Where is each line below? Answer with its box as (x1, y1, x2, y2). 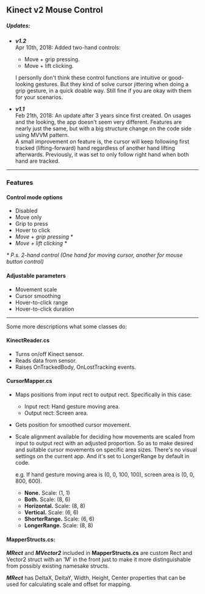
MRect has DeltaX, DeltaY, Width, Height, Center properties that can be (6, 574, 186, 582)
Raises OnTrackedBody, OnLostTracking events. (15, 363, 136, 371)
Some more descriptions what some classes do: (6, 322, 127, 330)
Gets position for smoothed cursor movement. (15, 421, 131, 429)
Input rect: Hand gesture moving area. (24, 403, 120, 410)
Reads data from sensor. (15, 357, 77, 364)
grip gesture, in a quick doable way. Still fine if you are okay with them (15, 87, 192, 94)
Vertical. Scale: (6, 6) (24, 509, 79, 516)
